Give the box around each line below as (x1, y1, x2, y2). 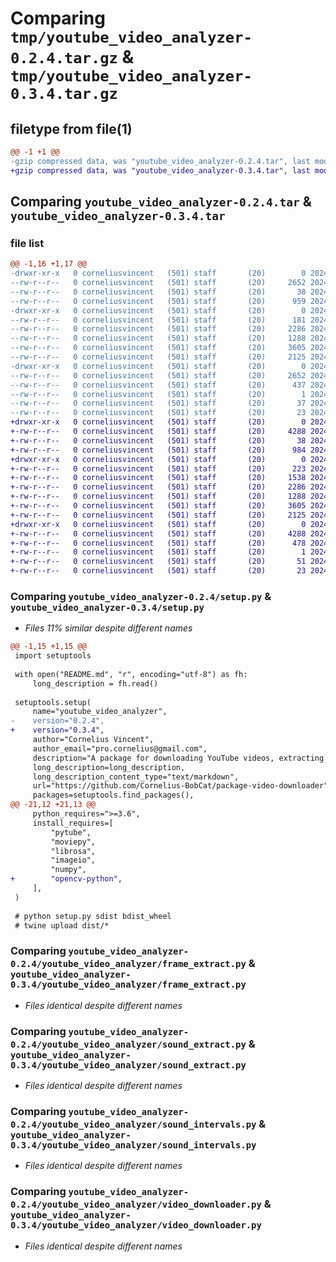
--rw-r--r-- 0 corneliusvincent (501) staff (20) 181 (10, 315, 307, 325)
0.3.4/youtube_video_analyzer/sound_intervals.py (10, 1140, 257, 1151)
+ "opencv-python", (10, 874, 123, 884)
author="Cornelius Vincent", (32, 735, 155, 745)
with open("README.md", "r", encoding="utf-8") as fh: (14, 669, 248, 679)
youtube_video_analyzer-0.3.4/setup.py (10, 602, 205, 613)
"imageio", (50, 855, 97, 866)
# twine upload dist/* (14, 920, 110, 931)
